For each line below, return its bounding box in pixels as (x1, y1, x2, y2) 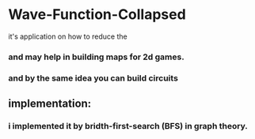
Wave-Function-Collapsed (8, 6, 186, 24)
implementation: (8, 97, 92, 111)
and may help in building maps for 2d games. (8, 51, 185, 62)
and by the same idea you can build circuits (8, 73, 178, 84)
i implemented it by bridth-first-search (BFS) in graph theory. (8, 121, 248, 132)
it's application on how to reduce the (8, 32, 128, 41)
